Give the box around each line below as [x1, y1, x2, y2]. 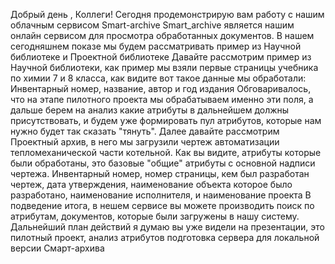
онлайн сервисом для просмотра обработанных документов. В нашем [10, 30, 315, 41]
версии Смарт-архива [10, 242, 105, 254]
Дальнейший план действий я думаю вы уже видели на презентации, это [10, 221, 325, 233]
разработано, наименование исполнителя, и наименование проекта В [10, 189, 312, 201]
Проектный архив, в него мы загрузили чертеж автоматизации [10, 136, 280, 148]
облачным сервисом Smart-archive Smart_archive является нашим [10, 19, 295, 31]
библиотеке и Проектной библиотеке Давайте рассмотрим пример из [10, 51, 312, 63]
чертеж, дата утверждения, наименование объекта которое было [10, 179, 293, 190]
